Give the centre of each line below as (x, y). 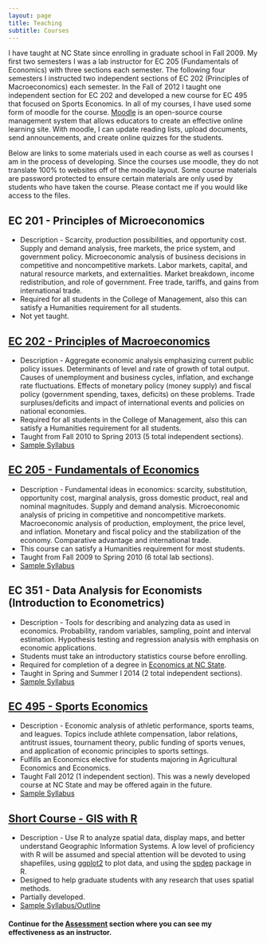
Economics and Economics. (65, 768)
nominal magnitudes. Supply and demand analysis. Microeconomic (130, 506)
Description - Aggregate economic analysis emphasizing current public (137, 360)
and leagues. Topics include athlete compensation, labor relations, (129, 734)
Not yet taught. (44, 316)
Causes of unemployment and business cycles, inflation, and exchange (137, 377)
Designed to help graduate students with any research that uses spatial (137, 880)
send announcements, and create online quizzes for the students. (116, 138)
